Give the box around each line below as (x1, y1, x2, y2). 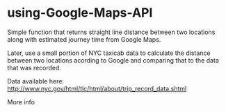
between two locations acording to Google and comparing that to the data (7, 56, 219, 64)
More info (7, 97, 35, 106)
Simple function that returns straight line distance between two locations (7, 28, 216, 36)
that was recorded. (7, 63, 61, 72)
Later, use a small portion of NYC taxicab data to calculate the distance (7, 49, 211, 57)
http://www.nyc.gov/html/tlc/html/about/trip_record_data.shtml (7, 84, 187, 93)
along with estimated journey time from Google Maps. (7, 35, 161, 43)
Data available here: (7, 77, 65, 85)
